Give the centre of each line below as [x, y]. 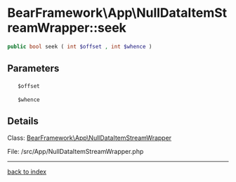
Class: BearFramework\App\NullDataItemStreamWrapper [90, 138]
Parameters [33, 69]
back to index [27, 172]
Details [23, 121]
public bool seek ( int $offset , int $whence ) [80, 46]
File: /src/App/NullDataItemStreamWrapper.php [76, 152]
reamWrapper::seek [67, 28]
